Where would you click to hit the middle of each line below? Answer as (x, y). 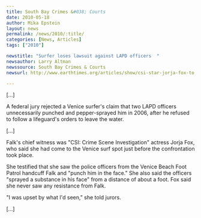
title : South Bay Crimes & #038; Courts (56, 12)
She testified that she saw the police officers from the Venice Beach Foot (97, 167)
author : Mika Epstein (33, 23)
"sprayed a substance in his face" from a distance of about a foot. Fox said (99, 180)
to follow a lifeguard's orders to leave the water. (65, 119)
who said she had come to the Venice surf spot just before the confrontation (100, 149)
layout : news (22, 28)
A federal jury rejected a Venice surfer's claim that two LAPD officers (91, 107)
